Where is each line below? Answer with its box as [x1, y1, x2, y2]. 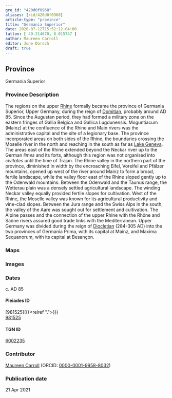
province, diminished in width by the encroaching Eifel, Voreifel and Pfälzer [5, 163, 164, 169]
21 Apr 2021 [5, 386, 31, 393]
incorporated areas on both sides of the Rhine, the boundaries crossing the [5, 136, 164, 142]
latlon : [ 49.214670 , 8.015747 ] [5, 31, 77, 36]
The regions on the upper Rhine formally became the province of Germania [5, 103, 164, 109]
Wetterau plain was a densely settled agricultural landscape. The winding [5, 184, 161, 191]
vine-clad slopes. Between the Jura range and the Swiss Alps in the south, [5, 201, 163, 207]
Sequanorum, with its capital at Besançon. [5, 234, 94, 240]
